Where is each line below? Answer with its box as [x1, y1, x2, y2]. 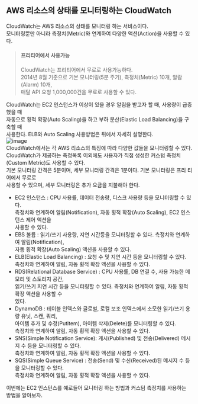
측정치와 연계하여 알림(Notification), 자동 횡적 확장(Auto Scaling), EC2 [14, 209, 180, 216]
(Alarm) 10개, [20, 81, 53, 88]
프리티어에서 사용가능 [20, 52, 70, 59]
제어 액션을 [25, 216, 51, 223]
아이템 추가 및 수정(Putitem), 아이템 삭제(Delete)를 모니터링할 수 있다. [14, 320, 176, 327]
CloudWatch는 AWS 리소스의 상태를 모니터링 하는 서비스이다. [6, 23, 149, 30]
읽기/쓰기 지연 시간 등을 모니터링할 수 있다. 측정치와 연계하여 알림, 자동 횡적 [14, 283, 189, 290]
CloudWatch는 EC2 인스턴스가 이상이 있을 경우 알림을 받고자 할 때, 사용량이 [6, 101, 181, 108]
